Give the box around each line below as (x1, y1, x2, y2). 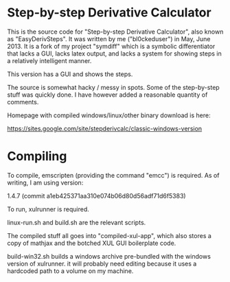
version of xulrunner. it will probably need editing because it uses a (7, 259, 197, 268)
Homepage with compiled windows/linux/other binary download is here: (7, 111, 211, 119)
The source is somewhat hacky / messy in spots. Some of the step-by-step (7, 83, 220, 91)
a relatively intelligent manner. (7, 56, 92, 64)
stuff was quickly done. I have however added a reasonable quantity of (7, 91, 208, 99)
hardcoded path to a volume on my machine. (7, 266, 134, 275)
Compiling (7, 149, 67, 164)
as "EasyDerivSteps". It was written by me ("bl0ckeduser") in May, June (7, 34, 211, 43)
